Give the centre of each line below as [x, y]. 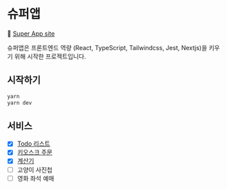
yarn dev [20, 103]
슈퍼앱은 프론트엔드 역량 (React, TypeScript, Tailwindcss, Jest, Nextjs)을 [107, 47]
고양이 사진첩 [35, 170]
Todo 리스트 [33, 144]
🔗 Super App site [31, 33]
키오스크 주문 [35, 153]
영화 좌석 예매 [35, 178]
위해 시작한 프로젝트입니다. [50, 56]
